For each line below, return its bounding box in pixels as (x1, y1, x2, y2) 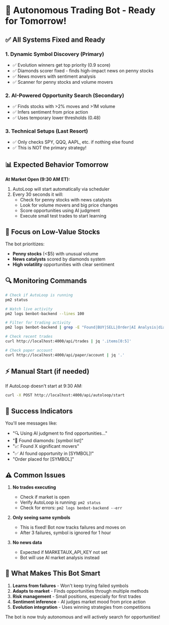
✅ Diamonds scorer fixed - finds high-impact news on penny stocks (12, 68, 154, 74)
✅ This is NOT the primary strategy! (12, 145, 87, 151)
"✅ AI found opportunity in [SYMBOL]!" (12, 450, 94, 456)
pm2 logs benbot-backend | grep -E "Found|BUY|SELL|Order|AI (5, 325, 136, 330)
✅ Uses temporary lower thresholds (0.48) (12, 115, 101, 121)
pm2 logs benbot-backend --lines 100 (5, 311, 84, 316)
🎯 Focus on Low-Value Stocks (5, 227, 100, 236)
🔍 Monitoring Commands (5, 277, 87, 285)
